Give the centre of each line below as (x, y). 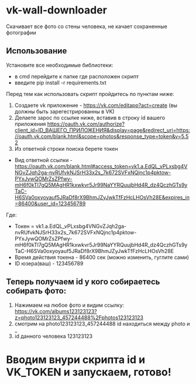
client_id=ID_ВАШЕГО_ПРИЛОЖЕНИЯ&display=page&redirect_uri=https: (102, 130)
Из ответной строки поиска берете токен (66, 148)
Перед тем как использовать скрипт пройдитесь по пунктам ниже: (90, 94)
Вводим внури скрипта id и (75, 359)
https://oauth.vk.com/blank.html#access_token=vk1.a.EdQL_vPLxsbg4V (101, 166)
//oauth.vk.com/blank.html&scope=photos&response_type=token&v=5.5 (102, 136)
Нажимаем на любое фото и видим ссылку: (69, 305)
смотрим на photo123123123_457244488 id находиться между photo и (102, 324)
